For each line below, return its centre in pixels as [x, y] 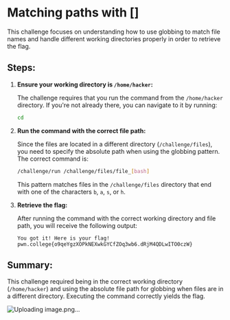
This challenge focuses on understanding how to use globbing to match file [114, 32]
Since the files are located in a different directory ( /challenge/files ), [115, 144]
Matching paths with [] [73, 13]
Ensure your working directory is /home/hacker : [85, 84]
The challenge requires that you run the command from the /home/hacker [120, 98]
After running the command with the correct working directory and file [116, 218]
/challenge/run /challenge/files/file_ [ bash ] [83, 171]
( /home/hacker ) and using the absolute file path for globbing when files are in [115, 289]
